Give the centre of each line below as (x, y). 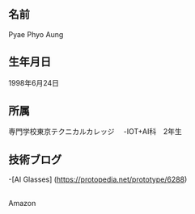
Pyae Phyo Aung (36, 34)
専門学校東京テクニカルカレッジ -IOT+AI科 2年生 (95, 132)
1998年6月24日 (34, 82)
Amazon (22, 203)
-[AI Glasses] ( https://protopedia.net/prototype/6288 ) (98, 179)
